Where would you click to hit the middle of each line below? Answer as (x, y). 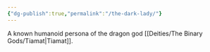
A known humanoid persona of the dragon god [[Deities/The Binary (105, 33)
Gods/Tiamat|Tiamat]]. (40, 41)
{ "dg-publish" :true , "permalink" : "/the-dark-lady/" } (85, 14)
